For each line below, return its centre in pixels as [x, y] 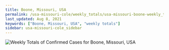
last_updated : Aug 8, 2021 [33, 19]
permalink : [17, 14]
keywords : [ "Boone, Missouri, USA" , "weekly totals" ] [63, 24]
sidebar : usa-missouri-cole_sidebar [44, 28]
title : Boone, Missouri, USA [36, 10]
